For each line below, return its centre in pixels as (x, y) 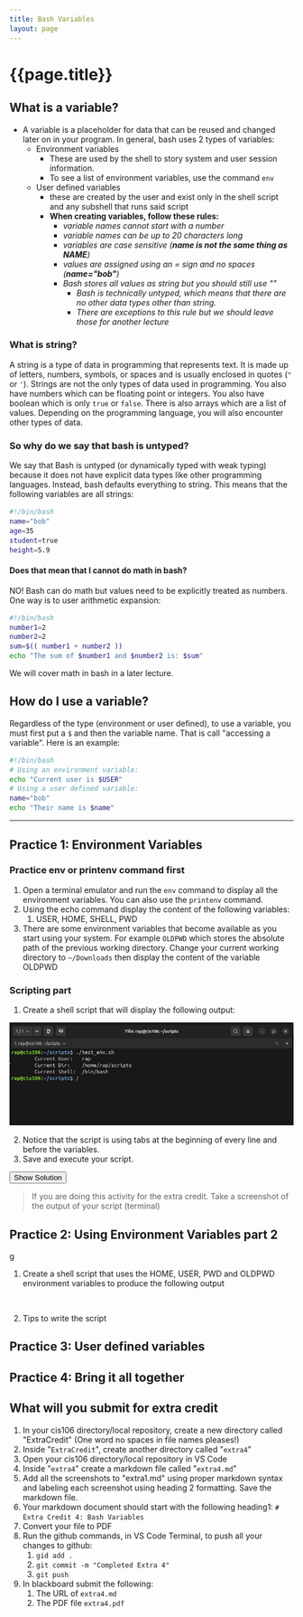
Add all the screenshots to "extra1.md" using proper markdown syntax (152, 1478)
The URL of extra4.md (76, 1593)
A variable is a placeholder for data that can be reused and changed (149, 129)
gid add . (55, 1556)
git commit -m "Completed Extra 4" (102, 1565)
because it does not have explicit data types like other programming (136, 475)
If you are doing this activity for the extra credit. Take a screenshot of (160, 1197)
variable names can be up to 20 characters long (153, 235)
